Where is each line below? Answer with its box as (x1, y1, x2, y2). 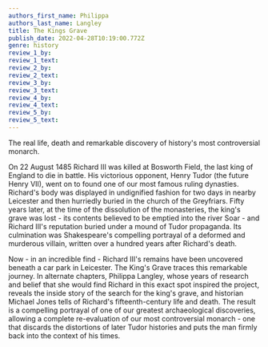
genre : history (8, 42, 59, 50)
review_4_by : (8, 94, 52, 102)
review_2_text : (8, 71, 59, 79)
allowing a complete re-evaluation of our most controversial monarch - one (8, 313, 256, 323)
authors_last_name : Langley (8, 19, 102, 27)
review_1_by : (8, 49, 52, 57)
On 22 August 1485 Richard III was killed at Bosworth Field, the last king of (8, 162, 254, 171)
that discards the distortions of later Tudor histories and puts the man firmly (8, 322, 258, 332)
